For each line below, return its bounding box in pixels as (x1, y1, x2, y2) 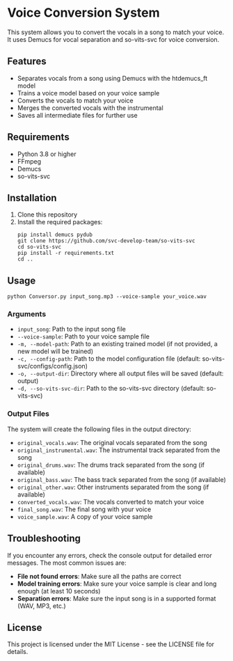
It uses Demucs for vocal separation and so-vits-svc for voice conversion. (7, 35, 220, 43)
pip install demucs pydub (17, 231, 93, 238)
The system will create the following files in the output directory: (7, 425, 191, 433)
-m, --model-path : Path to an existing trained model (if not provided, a (17, 340, 218, 348)
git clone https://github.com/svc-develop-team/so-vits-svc (17, 238, 195, 244)
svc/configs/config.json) (17, 362, 88, 371)
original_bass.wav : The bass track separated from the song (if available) (17, 475, 226, 483)
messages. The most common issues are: (7, 559, 127, 567)
